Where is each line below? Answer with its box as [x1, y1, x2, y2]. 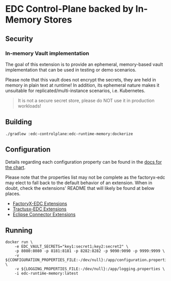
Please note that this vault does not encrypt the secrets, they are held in [5, 76, 156, 82]
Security [5, 34, 33, 43]
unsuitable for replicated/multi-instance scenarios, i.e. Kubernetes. [5, 88, 146, 94]
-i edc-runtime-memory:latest [14, 271, 79, 276]
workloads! [17, 103, 42, 109]
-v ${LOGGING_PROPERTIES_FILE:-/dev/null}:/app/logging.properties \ [14, 267, 165, 272]
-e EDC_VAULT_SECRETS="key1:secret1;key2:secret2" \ [14, 244, 129, 249]
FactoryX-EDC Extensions [12, 200, 68, 206]
